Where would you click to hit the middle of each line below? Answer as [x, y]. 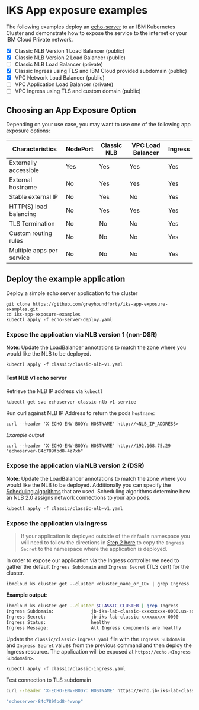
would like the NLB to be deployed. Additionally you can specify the [89, 485]
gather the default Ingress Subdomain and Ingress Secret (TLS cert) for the [98, 567]
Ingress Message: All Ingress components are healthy [94, 628]
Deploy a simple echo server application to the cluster [72, 293]
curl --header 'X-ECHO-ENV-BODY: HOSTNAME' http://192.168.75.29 [88, 446]
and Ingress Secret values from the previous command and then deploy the [99, 645]
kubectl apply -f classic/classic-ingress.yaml [66, 669]
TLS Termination [32, 224]
